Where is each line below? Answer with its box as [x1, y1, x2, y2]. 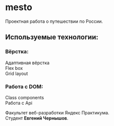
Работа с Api [5, 100, 33, 106]
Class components [5, 94, 44, 100]
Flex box [5, 65, 23, 71]
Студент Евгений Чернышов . [5, 115, 69, 121]
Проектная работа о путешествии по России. [5, 18, 103, 24]
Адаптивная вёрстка [5, 60, 49, 66]
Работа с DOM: [5, 83, 44, 90]
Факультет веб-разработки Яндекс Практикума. [5, 109, 109, 115]
